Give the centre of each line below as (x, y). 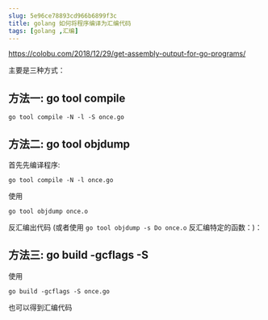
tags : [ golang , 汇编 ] (44, 31)
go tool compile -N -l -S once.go (67, 118)
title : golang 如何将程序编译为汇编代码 (70, 23)
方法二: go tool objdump (69, 144)
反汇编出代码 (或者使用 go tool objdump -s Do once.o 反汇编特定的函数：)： (135, 227)
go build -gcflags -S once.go (59, 291)
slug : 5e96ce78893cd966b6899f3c (63, 16)
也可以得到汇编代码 (40, 307)
